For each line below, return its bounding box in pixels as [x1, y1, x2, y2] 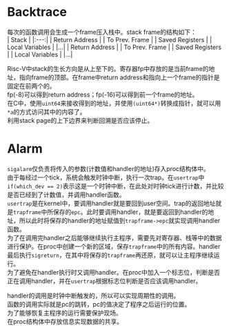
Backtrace [7, 4, 68, 20]
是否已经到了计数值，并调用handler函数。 [7, 191, 125, 199]
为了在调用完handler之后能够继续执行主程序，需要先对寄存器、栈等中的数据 [7, 233, 222, 242]
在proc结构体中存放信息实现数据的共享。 [7, 317, 123, 325]
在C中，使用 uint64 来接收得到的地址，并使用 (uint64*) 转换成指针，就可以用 [7, 99, 221, 107]
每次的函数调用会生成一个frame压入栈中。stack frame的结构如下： [7, 28, 197, 36]
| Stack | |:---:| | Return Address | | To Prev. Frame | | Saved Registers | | [7, 35, 212, 43]
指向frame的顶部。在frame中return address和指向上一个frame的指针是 [19, 73, 220, 81]
